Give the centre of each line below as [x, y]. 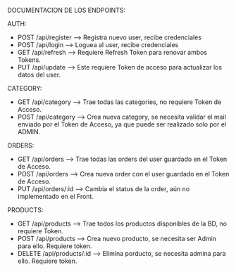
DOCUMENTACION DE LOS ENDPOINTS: [66, 10]
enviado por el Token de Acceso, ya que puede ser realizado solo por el [122, 124]
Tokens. [29, 60]
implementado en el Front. [55, 196]
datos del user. [39, 75]
